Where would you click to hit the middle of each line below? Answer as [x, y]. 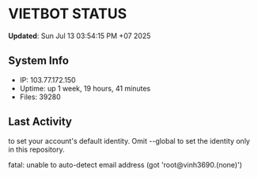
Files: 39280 [40, 97]
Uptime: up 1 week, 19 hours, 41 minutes [85, 88]
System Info [39, 61]
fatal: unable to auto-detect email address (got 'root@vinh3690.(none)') [125, 164]
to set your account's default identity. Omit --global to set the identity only [129, 140]
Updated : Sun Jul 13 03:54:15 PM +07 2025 [80, 36]
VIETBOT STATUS [68, 14]
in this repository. [36, 149]
